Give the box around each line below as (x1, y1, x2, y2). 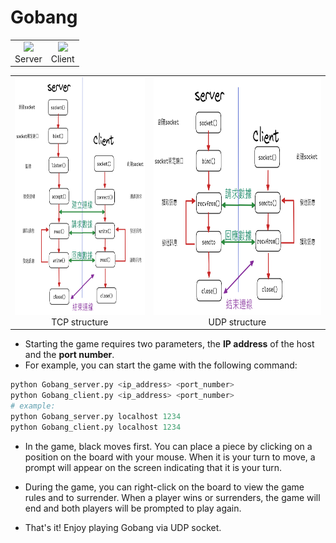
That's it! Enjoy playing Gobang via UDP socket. (24, 521, 222, 533)
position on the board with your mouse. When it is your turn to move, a (24, 451, 316, 463)
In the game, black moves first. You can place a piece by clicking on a (24, 440, 313, 452)
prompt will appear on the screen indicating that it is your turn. (24, 461, 282, 473)
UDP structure (208, 316, 267, 328)
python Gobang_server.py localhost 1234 (10, 412, 182, 422)
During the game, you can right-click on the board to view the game (24, 481, 305, 493)
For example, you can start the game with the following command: (24, 359, 298, 371)
